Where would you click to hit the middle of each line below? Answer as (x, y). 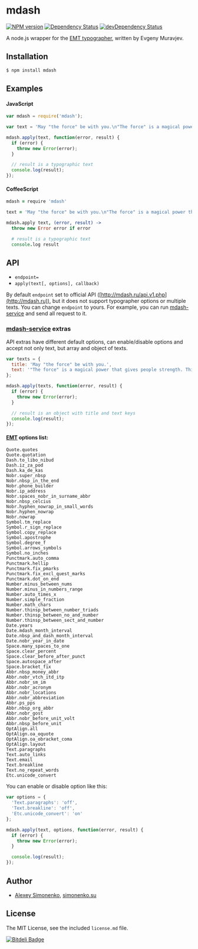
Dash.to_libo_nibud (30, 460)
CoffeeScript (22, 189)
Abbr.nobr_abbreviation (35, 698)
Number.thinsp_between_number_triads (52, 610)
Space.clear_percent (32, 651)
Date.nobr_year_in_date (35, 641)
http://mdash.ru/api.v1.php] (134, 295)
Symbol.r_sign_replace (34, 527)
